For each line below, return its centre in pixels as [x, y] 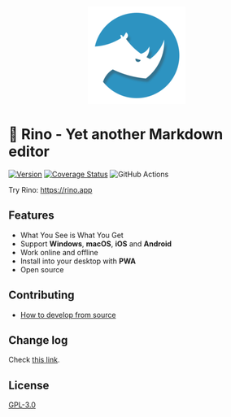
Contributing [41, 295]
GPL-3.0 [22, 405]
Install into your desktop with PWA [78, 261]
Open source [42, 269]
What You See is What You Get [72, 235]
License [29, 385]
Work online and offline [59, 252]
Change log [38, 340]
